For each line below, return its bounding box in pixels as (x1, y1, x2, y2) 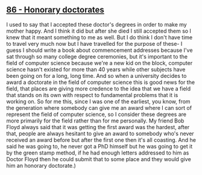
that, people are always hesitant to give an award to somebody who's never (6, 130, 194, 137)
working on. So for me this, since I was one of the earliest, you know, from (6, 98, 191, 105)
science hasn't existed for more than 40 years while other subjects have (6, 66, 186, 73)
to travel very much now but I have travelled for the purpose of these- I (6, 40, 183, 47)
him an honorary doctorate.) (6, 162, 77, 169)
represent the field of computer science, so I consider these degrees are (6, 110, 187, 118)
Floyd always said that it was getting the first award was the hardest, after (6, 123, 190, 130)
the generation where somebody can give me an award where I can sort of (6, 104, 192, 111)
